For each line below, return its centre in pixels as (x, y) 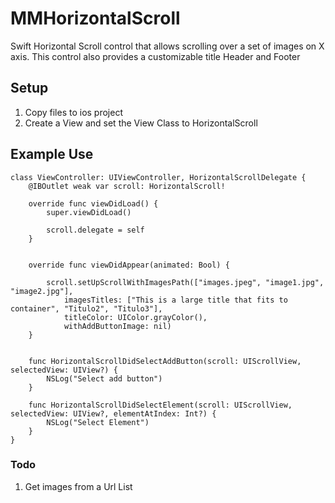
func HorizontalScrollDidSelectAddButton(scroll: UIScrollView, (165, 361)
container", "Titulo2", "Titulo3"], (86, 308)
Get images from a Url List (78, 486)
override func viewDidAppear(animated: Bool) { (129, 265)
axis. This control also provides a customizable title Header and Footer (155, 56)
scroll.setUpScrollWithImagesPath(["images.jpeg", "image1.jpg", (185, 282)
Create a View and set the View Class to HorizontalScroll (141, 123)
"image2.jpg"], (42, 291)
